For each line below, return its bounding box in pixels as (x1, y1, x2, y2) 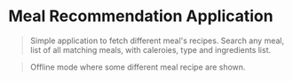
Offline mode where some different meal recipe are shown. (29, 62, 246, 72)
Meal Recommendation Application (8, 6, 273, 26)
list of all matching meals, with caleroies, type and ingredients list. (29, 44, 272, 55)
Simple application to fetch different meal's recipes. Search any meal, (29, 35, 285, 46)
